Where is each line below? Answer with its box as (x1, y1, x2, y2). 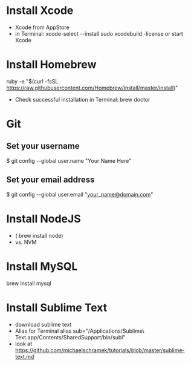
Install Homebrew (6, 58, 97, 71)
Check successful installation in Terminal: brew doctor (15, 96, 151, 103)
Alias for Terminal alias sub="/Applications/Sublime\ (15, 327, 145, 335)
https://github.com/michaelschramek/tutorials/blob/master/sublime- (15, 346, 186, 354)
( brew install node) (15, 232, 63, 239)
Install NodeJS (6, 212, 81, 226)
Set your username (6, 141, 80, 151)
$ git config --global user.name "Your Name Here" (6, 157, 132, 164)
